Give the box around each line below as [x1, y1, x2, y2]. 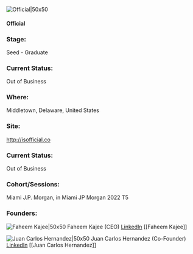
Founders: [6, 209, 38, 217]
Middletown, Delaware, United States [6, 107, 99, 114]
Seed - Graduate [6, 49, 49, 56]
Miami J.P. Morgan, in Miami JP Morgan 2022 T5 [6, 194, 129, 201]
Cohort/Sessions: [6, 180, 60, 188]
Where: [6, 93, 29, 102]
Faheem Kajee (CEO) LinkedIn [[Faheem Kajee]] [67, 223, 188, 230]
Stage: [6, 35, 26, 43]
